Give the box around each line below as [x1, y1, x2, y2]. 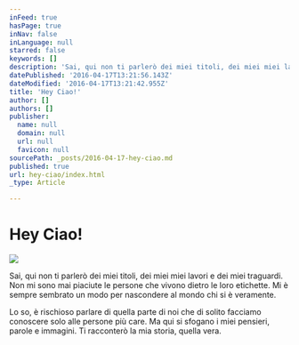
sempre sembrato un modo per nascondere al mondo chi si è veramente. [9, 290, 277, 301]
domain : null [17, 129, 66, 138]
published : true [9, 162, 69, 171]
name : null [17, 121, 58, 130]
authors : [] [9, 104, 53, 113]
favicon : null [17, 145, 69, 154]
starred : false [9, 46, 66, 55]
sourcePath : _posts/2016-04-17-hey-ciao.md [9, 153, 174, 163]
